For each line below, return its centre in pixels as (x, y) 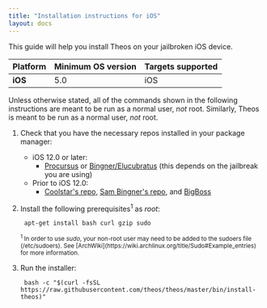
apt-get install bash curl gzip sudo (87, 223)
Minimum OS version (95, 66)
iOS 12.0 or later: (60, 157)
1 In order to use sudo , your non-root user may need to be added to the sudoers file (136, 238)
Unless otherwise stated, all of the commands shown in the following (123, 100)
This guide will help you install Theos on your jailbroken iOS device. (121, 46)
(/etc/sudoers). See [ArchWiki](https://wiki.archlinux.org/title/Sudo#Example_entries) (138, 246)
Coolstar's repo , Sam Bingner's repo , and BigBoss (128, 192)
